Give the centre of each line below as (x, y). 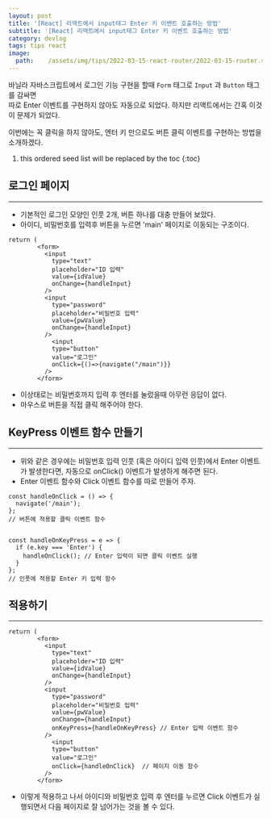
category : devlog (38, 38)
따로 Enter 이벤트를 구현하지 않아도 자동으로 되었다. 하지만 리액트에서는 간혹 (128, 105)
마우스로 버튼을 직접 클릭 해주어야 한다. (81, 404)
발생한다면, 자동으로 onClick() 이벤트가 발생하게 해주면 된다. (123, 471)
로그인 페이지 (39, 186)
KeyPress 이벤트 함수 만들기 (76, 432)
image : (19, 53)
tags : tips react (38, 46)
